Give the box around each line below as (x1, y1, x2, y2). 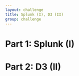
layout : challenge (5, 7, 43, 12)
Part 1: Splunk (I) (5, 38, 75, 49)
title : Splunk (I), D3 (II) (5, 12, 64, 17)
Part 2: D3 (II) (5, 61, 61, 72)
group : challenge (5, 16, 41, 21)
